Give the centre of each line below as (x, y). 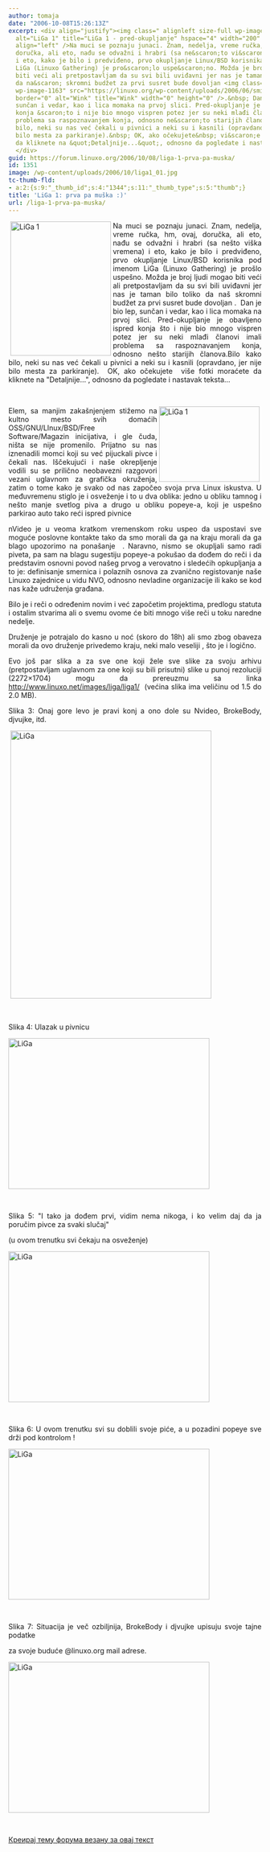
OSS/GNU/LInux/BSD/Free (52, 428)
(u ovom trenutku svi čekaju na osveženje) (78, 1240)
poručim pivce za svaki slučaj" (59, 1224)
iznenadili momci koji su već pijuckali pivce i (83, 453)
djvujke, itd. (27, 719)
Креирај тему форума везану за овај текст (81, 1839)
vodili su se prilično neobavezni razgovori (83, 470)
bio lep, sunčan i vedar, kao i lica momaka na (187, 311)
